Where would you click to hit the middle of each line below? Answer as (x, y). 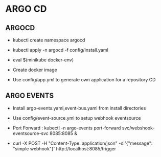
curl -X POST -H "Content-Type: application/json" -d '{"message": (83, 143)
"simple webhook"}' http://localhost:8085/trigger (64, 148)
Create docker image (35, 70)
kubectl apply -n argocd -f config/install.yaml (60, 50)
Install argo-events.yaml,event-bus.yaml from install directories (79, 108)
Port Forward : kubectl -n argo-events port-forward (67, 128)
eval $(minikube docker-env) (43, 60)
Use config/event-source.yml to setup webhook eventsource (77, 118)
